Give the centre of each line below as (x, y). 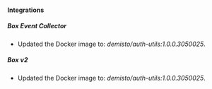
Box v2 (18, 60)
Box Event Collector (37, 26)
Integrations (26, 10)
